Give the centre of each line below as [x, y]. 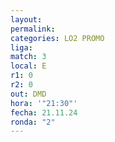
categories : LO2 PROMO [57, 38]
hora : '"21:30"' [44, 103]
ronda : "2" [33, 122]
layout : [26, 19]
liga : [21, 47]
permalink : [33, 29]
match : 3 [28, 57]
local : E [28, 66]
